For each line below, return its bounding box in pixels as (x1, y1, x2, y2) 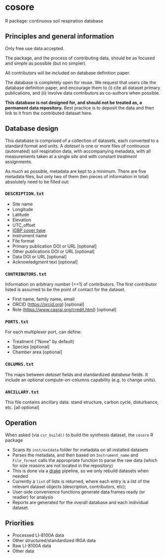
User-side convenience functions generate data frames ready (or (12, 489, 145, 495)
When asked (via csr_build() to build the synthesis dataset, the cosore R (5, 432, 154, 438)
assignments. (5, 158, 33, 164)
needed (12, 473, 28, 479)
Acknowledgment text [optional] (12, 259, 78, 265)
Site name (12, 201, 33, 207)
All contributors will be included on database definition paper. (5, 70, 130, 76)
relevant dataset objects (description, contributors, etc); (12, 483, 126, 489)
